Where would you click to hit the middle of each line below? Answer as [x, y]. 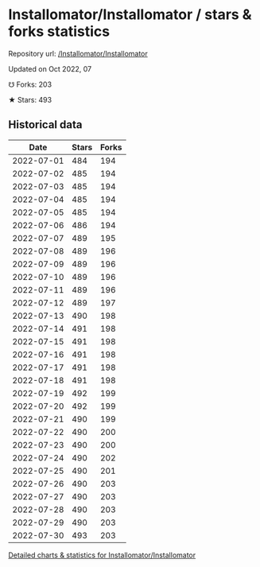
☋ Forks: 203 [30, 84]
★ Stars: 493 [30, 99]
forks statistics [59, 31]
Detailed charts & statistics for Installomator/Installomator [102, 555]
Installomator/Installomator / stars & [130, 15]
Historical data [45, 125]
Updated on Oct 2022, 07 [50, 68]
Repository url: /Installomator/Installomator [78, 53]
